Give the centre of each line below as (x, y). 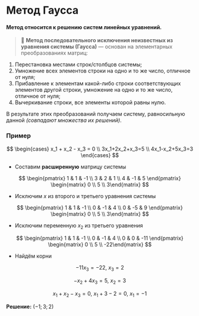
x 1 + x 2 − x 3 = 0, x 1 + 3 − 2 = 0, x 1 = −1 (100, 294)
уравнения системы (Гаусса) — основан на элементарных (97, 47)
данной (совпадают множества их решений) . (64, 120)
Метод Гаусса (42, 10)
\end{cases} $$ (100, 155)
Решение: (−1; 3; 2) (30, 306)
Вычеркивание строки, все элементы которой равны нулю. (90, 102)
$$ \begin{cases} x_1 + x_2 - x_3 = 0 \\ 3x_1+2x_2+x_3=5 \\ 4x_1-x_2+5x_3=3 (100, 149)
